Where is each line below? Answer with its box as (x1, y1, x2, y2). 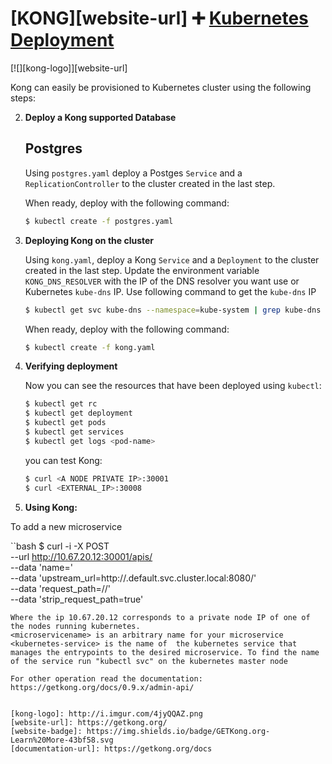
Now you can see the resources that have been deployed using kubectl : (24, 380, 322, 392)
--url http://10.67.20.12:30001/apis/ (10, 550, 153, 562)
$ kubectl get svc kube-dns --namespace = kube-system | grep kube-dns (24, 305, 322, 315)
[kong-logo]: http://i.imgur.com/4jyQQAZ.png (10, 708, 203, 719)
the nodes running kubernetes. (10, 621, 141, 631)
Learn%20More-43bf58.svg (10, 735, 114, 745)
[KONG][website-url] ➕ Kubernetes (10, 7, 309, 30)
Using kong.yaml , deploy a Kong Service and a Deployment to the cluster (24, 253, 320, 266)
